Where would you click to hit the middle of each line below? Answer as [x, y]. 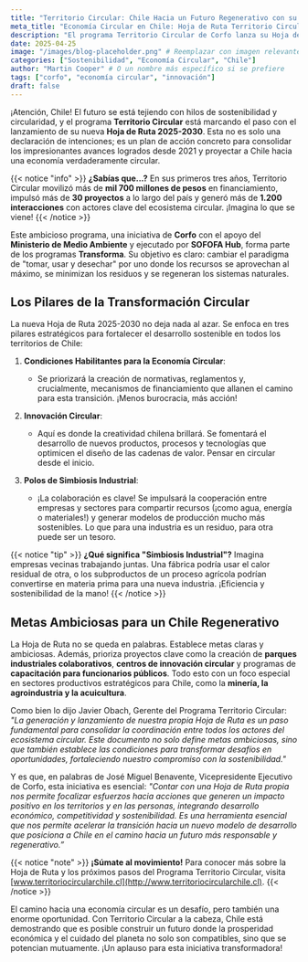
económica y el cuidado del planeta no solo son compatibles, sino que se [149, 938]
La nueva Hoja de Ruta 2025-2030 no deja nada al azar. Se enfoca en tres [150, 324]
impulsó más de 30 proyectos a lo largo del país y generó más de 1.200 [146, 197]
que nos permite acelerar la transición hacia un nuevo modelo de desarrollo [154, 825]
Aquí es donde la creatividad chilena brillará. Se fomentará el [152, 434]
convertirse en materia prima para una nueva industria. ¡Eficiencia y [138, 584]
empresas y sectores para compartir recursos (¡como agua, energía [165, 508]
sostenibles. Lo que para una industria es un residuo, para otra [155, 527]
